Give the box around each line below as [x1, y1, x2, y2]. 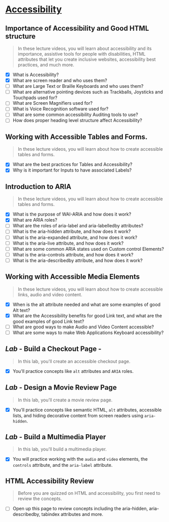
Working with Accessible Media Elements [5, 272, 140, 281]
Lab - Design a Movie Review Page [5, 383, 117, 392]
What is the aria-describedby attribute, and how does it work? [12, 257, 143, 264]
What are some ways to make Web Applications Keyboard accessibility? [12, 329, 164, 336]
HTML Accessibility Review [5, 477, 94, 485]
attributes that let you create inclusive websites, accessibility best [17, 56, 156, 62]
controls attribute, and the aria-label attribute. [12, 462, 113, 468]
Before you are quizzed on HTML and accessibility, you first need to [17, 490, 160, 496]
